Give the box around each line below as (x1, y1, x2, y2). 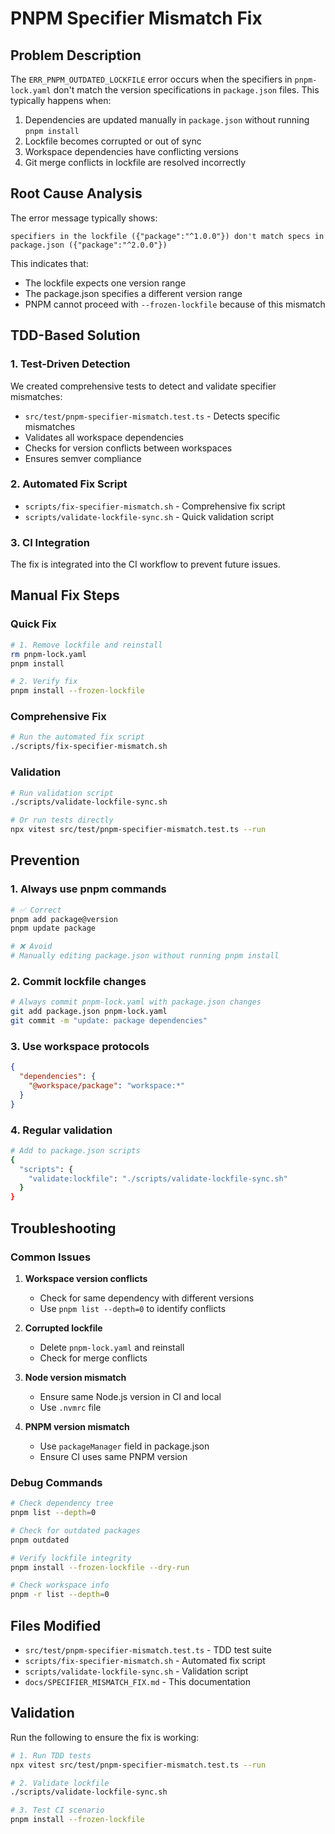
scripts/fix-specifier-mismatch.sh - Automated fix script (24, 1655, 266, 1666)
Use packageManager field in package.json (39, 1440, 210, 1452)
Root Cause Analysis (10, 185, 143, 202)
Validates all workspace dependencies (24, 431, 184, 443)
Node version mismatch (24, 1371, 127, 1383)
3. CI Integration (10, 535, 90, 549)
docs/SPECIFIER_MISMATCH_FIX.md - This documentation (24, 1676, 251, 1687)
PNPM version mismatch (24, 1420, 130, 1432)
